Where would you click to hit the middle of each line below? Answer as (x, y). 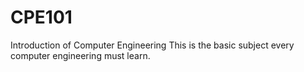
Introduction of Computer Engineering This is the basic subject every (152, 45)
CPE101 (41, 17)
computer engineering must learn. (80, 55)
